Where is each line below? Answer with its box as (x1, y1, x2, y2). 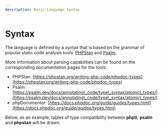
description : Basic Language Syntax (5, 7, 80, 12)
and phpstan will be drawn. (5, 119, 61, 125)
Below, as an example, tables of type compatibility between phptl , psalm (5, 114, 153, 120)
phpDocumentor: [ (12, 100, 50, 106)
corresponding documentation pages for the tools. (5, 64, 107, 70)
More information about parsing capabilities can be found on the (5, 59, 136, 65)
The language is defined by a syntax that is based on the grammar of (5, 44, 145, 50)
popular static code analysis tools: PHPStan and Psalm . (5, 49, 117, 55)
